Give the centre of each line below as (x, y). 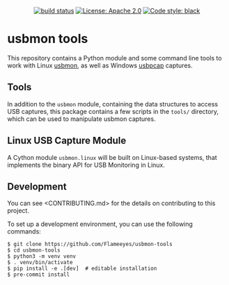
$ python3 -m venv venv (42, 256)
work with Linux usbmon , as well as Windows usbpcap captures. (100, 65)
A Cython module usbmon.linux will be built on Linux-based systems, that (112, 157)
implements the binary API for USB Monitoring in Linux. (86, 165)
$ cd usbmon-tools (34, 250)
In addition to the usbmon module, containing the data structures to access (112, 104)
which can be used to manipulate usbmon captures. (81, 119)
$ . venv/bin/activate (40, 263)
